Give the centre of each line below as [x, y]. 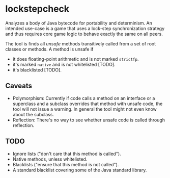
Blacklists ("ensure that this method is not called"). [66, 164]
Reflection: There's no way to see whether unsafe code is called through [89, 120]
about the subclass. [33, 114]
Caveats [19, 86]
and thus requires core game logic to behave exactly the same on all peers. [84, 34]
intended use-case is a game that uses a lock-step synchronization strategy [85, 28]
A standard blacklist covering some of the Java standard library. [80, 170]
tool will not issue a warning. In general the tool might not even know [84, 109]
